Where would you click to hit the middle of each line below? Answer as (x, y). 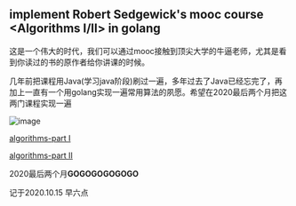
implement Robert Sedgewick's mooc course (136, 15)
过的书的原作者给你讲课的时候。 (91, 62)
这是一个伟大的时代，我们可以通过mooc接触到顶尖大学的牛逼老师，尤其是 (144, 51)
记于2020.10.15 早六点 (49, 192)
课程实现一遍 (48, 103)
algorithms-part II (41, 155)
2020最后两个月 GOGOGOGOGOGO (74, 173)
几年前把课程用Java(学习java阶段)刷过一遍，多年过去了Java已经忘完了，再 (146, 81)
